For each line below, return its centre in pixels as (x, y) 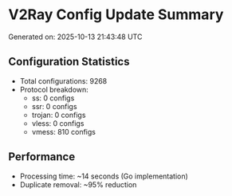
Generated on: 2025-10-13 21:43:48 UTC (75, 37)
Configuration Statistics (69, 62)
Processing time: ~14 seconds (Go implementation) (104, 176)
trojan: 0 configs (59, 115)
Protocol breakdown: (54, 89)
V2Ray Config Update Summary (116, 15)
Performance (42, 157)
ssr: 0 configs (54, 106)
